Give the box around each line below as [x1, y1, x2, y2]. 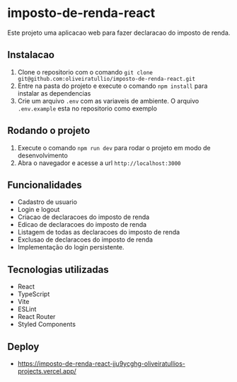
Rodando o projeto [7, 125, 91, 137]
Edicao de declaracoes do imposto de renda [17, 220, 147, 229]
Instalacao [7, 49, 55, 61]
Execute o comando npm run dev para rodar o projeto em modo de [17, 143, 211, 152]
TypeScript [17, 290, 50, 298]
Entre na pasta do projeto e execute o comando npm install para [17, 82, 208, 90]
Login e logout [17, 206, 60, 214]
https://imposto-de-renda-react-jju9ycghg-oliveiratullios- [17, 359, 186, 368]
